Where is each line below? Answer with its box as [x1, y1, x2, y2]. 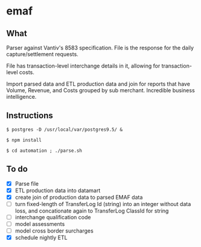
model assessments [14, 220, 65, 227]
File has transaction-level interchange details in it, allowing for [6, 62, 161, 69]
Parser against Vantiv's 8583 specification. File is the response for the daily [6, 44, 194, 51]
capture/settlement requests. [6, 51, 78, 58]
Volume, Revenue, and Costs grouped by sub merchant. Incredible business [6, 87, 195, 94]
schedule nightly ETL [14, 234, 68, 242]
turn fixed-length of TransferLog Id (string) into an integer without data [14, 200, 191, 207]
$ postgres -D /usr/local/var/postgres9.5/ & [6, 127, 123, 133]
